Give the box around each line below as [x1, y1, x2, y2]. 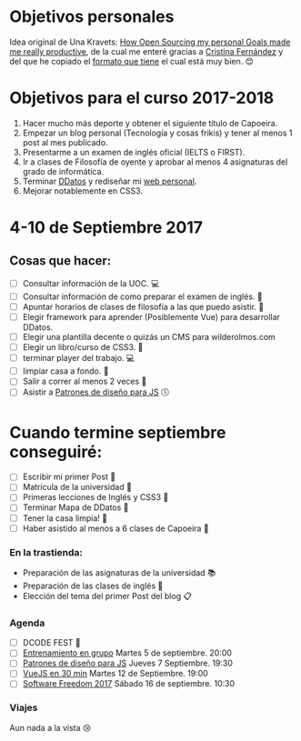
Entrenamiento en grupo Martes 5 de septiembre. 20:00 [22, 647, 232, 658]
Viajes [9, 702, 38, 715]
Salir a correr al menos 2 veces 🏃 [22, 376, 147, 387]
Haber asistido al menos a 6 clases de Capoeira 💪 [22, 523, 209, 534]
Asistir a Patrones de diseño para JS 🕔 [22, 386, 170, 397]
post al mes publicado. [22, 136, 108, 147]
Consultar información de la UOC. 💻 [22, 277, 160, 288]
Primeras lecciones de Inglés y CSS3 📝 [22, 492, 169, 503]
